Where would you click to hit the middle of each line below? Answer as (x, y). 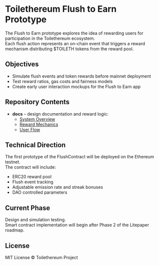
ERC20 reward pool (32, 177)
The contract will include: (31, 167)
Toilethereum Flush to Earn (61, 9)
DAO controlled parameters (40, 192)
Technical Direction (35, 145)
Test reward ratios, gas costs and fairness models (62, 81)
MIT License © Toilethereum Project (42, 257)
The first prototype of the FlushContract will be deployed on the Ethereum (79, 157)
